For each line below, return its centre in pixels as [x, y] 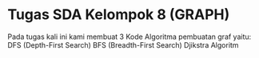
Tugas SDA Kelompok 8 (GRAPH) [119, 15]
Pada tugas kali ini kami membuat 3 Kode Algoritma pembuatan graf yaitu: [129, 37]
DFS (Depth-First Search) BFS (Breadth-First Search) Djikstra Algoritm [123, 44]
